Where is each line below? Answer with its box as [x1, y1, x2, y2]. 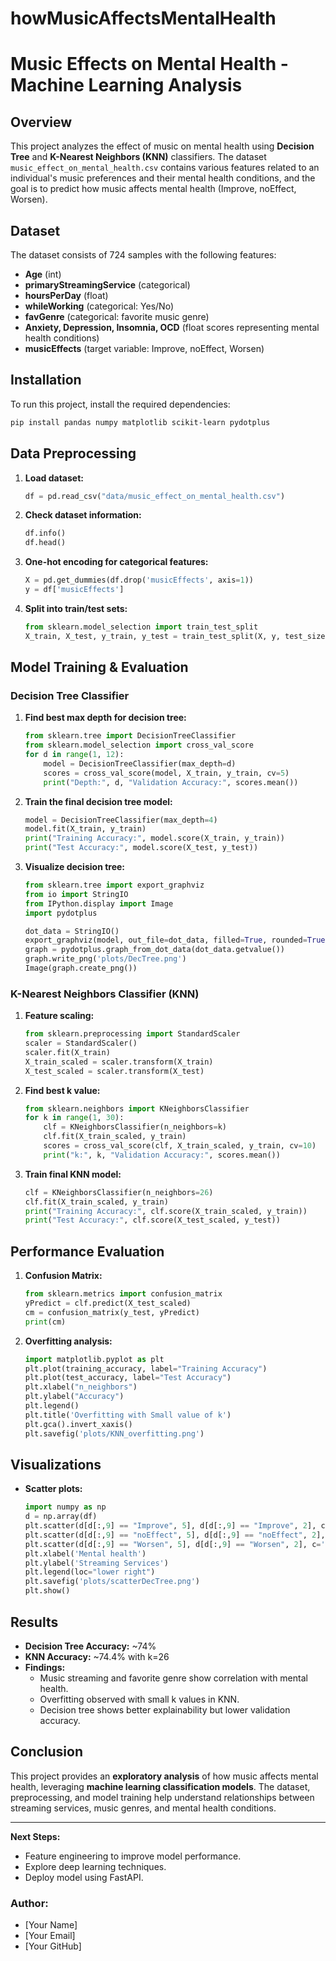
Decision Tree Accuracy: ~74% [24, 1640, 157, 1652]
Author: [10, 1896, 49, 1910]
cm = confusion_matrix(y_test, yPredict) [24, 1307, 201, 1317]
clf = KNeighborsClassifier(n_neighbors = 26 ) [24, 1187, 214, 1197]
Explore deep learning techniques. [24, 1860, 167, 1872]
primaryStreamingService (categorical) [24, 279, 191, 291]
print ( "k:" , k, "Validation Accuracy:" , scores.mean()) [43, 1150, 281, 1160]
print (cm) [24, 1317, 67, 1327]
